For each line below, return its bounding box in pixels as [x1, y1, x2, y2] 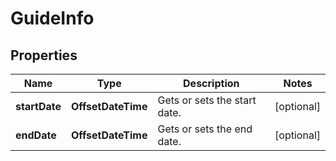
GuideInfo [10, 7, 95, 30]
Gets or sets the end [157, 122, 253, 136]
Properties [10, 47, 78, 64]
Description [183, 77, 240, 90]
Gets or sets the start [157, 93, 257, 107]
